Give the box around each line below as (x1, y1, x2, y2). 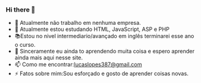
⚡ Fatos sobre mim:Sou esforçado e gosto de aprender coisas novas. (14, 70, 189, 78)
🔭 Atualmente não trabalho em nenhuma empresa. (14, 19, 141, 27)
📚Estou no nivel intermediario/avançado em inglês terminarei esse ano (14, 33, 194, 40)
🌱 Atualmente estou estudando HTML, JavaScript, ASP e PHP (14, 25, 170, 33)
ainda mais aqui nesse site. (14, 54, 83, 61)
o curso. (14, 41, 36, 48)
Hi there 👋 (5, 5, 36, 14)
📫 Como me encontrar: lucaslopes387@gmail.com (14, 61, 142, 68)
